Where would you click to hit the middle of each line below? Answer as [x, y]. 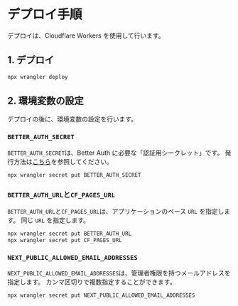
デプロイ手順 [45, 15]
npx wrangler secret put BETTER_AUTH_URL [70, 234]
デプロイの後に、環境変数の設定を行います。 [72, 119]
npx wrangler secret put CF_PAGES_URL [65, 240]
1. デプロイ [31, 60]
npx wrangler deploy [38, 77]
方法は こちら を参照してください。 [63, 161]
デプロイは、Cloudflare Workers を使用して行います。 [86, 35]
